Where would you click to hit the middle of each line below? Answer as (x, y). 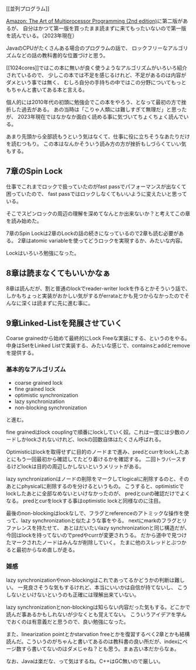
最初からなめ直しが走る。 (47, 550)
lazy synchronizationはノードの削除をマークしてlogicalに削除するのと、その (98, 479)
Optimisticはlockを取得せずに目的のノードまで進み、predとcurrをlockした (95, 451)
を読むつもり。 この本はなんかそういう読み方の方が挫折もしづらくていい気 (96, 144)
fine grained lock (35, 389)
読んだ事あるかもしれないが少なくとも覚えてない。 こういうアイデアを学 (94, 614)
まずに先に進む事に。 (68, 303)
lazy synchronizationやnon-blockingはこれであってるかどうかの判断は (90, 580)
